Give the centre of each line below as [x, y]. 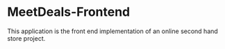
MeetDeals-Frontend [69, 12]
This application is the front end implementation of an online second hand [113, 31]
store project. [26, 38]
